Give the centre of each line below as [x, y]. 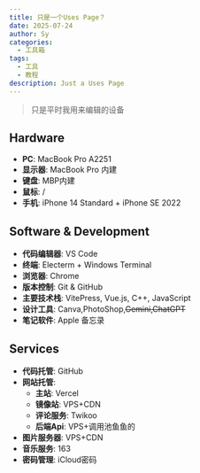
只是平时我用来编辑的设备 [77, 109]
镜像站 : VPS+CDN [68, 405]
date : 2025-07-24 [41, 26]
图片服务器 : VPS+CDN [62, 438]
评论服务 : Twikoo [66, 415]
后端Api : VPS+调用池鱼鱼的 [85, 427]
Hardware [37, 138]
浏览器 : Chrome [50, 276]
